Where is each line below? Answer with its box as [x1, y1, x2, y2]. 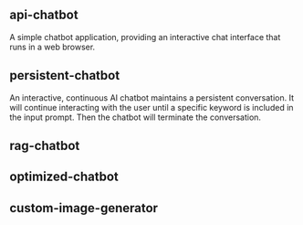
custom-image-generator [9, 200, 158, 216]
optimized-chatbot [9, 169, 119, 185]
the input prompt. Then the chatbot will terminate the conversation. [9, 112, 262, 123]
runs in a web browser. [9, 41, 96, 52]
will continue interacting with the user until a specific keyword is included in [9, 102, 294, 112]
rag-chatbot [9, 138, 80, 154]
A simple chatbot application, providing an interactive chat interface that [9, 31, 281, 42]
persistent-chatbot [9, 68, 120, 83]
